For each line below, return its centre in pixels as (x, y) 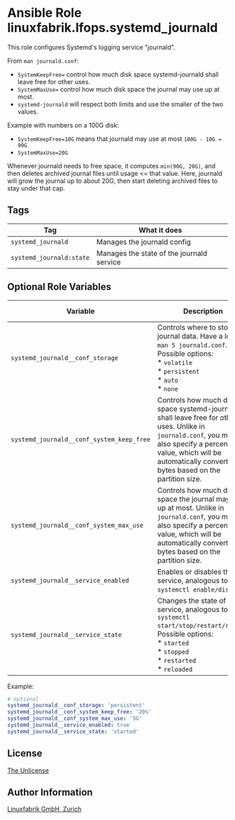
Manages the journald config (144, 242)
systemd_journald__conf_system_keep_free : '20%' (79, 712)
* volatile (175, 362)
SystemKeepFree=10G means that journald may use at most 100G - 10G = (119, 139)
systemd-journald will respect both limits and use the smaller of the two (120, 104)
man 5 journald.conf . (192, 345)
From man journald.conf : (43, 60)
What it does (161, 230)
